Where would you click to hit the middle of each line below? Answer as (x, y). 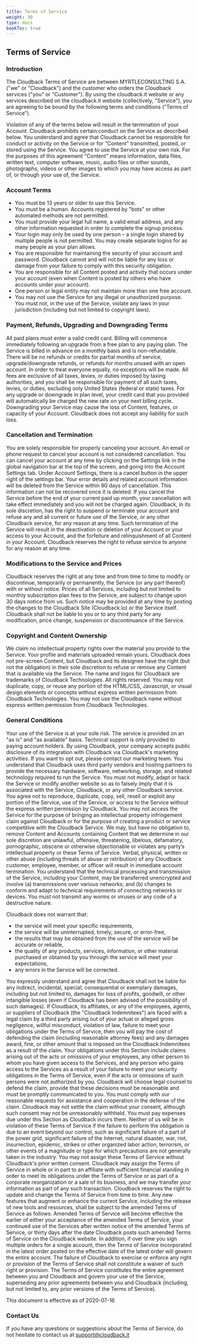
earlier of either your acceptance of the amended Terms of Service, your (95, 1220)
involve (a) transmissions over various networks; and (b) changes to (89, 884)
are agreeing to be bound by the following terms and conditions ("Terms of (97, 106)
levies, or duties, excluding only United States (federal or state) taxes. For (95, 388)
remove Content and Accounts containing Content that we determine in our (98, 833)
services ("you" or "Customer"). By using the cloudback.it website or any (95, 94)
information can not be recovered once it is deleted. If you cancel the (90, 492)
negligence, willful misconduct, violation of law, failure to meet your (88, 1025)
